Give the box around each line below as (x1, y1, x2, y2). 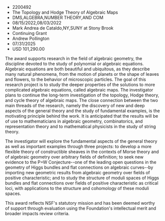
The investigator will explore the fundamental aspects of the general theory (5, 138, 158, 144)
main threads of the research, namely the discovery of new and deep (5, 103, 145, 108)
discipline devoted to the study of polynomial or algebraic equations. (5, 61, 144, 66)
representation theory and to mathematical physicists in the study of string (5, 124, 156, 129)
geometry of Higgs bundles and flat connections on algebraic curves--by (5, 164, 154, 170)
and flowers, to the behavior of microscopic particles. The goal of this (5, 76, 146, 82)
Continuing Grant (12, 31, 47, 36)
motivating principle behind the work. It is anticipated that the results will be (5, 113, 159, 119)
